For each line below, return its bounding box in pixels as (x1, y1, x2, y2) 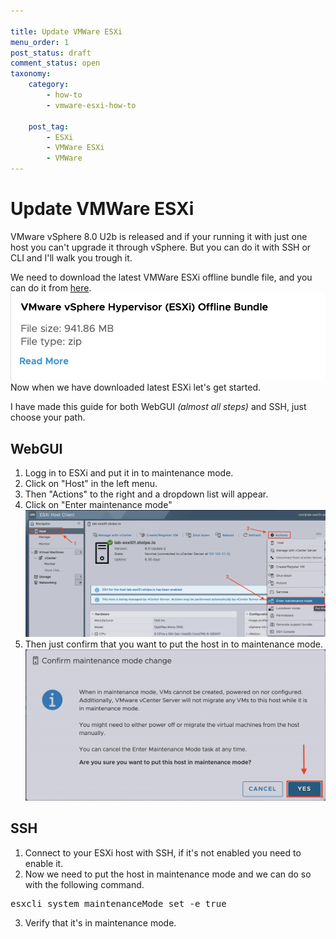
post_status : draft (10, 48, 92, 58)
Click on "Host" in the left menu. (24, 478, 158, 490)
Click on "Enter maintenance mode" (24, 499, 173, 511)
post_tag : (28, 121, 70, 132)
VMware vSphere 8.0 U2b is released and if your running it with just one (10, 230, 308, 242)
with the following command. (24, 878, 145, 890)
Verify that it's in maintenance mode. (24, 916, 177, 929)
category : (28, 80, 70, 90)
